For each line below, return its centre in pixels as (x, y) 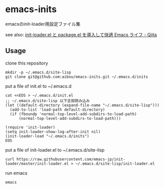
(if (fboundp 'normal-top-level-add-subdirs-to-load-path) (73, 114)
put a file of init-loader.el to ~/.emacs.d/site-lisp (55, 150)
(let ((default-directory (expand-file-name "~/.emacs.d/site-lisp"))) (82, 105)
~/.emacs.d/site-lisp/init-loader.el (115, 163)
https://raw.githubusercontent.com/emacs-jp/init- (71, 159)
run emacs (16, 173)
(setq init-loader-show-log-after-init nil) (53, 132)
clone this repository (27, 63)
